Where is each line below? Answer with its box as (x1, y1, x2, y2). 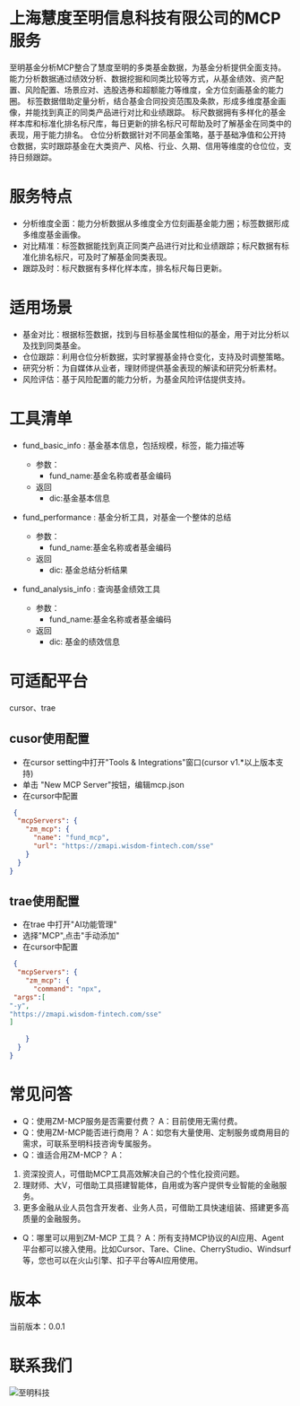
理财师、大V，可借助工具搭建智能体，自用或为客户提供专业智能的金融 (21, 1179, 279, 1190)
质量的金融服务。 (21, 1213, 86, 1224)
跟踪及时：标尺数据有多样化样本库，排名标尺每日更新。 (21, 262, 227, 274)
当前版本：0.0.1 (9, 1321, 65, 1332)
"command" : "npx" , (32, 984, 102, 993)
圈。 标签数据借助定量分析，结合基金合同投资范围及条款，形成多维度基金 (9, 95, 279, 106)
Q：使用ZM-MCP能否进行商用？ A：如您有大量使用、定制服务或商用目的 (21, 1127, 289, 1138)
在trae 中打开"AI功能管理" (21, 919, 118, 930)
